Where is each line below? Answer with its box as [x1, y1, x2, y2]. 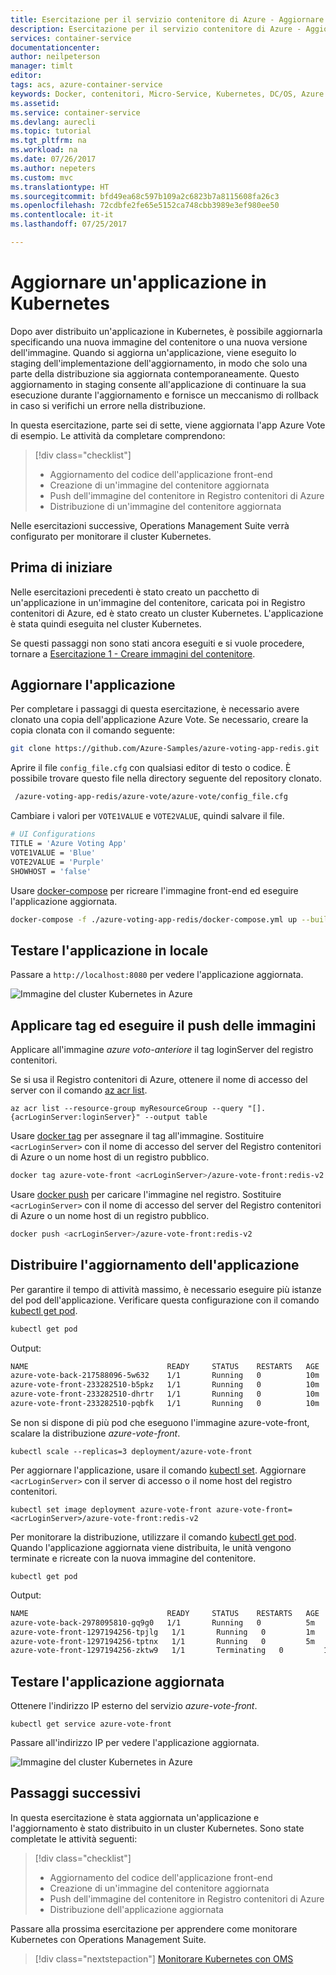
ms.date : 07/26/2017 [10, 154, 97, 164]
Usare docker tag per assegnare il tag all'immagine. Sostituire [10, 1130, 265, 1142]
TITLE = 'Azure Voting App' [10, 839, 128, 849]
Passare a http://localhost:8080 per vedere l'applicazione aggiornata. [10, 969, 304, 981]
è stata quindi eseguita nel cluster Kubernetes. [10, 617, 202, 630]
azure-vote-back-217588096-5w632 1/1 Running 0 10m [10, 1371, 320, 1381]
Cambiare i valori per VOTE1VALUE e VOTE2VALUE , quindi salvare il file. [10, 810, 285, 822]
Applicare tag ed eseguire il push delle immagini [10, 1017, 317, 1034]
